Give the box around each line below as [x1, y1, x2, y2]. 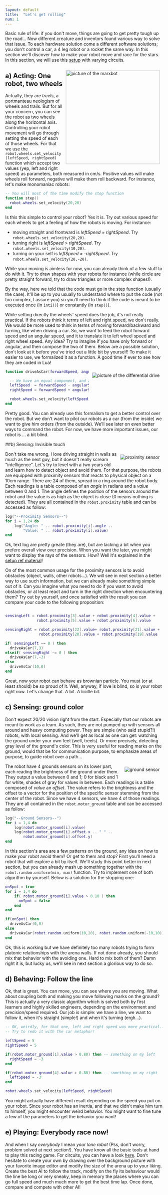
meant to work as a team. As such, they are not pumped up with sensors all [5, 721, 160, 727]
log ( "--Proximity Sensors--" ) [5, 514, 68, 519]
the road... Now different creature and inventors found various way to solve [5, 36, 160, 42]
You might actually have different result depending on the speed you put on [5, 1098, 161, 1104]
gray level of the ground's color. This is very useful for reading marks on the [5, 743, 162, 749]
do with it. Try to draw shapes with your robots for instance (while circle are [5, 271, 161, 277]
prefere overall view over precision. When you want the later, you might [5, 547, 152, 553]
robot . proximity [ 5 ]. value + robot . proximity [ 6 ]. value [36, 618, 151, 623]
